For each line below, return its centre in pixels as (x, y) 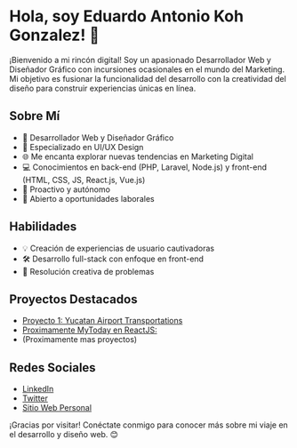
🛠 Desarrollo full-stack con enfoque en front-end (113, 259)
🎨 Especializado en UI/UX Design (83, 147)
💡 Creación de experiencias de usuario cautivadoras (118, 248)
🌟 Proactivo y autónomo (66, 189)
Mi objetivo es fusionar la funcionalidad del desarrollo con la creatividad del (148, 78)
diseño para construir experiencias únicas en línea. (103, 88)
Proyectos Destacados (73, 299)
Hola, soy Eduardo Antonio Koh (127, 16)
